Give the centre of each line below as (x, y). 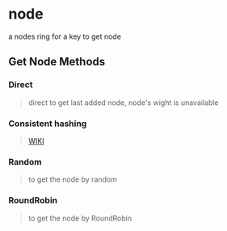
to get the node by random (72, 179)
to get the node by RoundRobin (80, 218)
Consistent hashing (48, 124)
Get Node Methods (57, 62)
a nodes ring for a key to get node (65, 36)
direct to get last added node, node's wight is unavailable (124, 103)
